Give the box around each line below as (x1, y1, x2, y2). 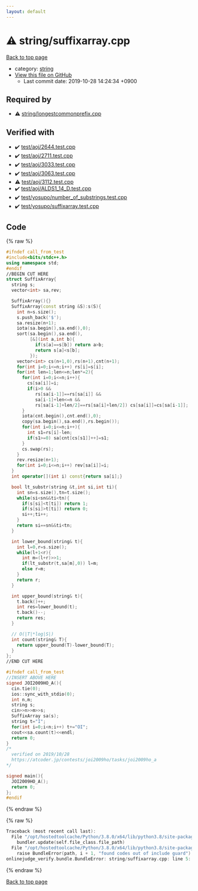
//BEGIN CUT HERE (6, 271, 49, 277)
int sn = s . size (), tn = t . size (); (16, 489, 91, 495)
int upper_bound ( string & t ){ (11, 593, 83, 599)
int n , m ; (11, 696, 33, 702)
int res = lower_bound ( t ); (16, 604, 78, 610)
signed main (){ (6, 773, 44, 779)
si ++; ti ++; (21, 511, 49, 518)
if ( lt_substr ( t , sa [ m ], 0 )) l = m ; (21, 561, 99, 567)
